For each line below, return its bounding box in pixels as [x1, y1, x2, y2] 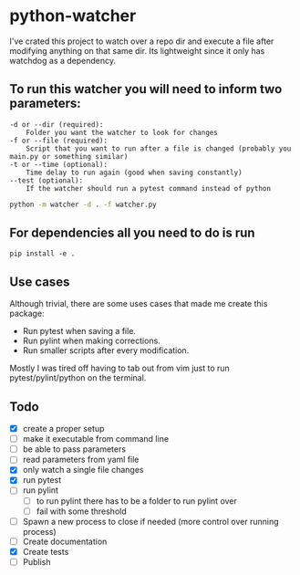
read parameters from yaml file [22, 454, 140, 465]
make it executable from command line [22, 434, 170, 444]
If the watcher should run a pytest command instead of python [26, 183, 272, 193]
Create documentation [22, 536, 108, 547]
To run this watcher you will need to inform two [9, 81, 283, 97]
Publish [22, 556, 52, 567]
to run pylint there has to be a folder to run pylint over [36, 495, 237, 507]
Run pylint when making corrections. [22, 335, 161, 347]
